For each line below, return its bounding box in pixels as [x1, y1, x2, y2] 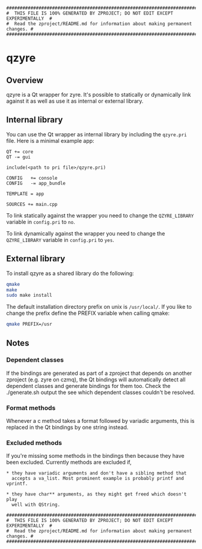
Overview [6, 75, 44, 85]
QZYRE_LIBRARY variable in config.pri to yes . [6, 236, 114, 243]
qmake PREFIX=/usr [6, 321, 52, 327]
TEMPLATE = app [6, 190, 44, 197]
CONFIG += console [6, 175, 58, 181]
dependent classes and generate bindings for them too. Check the [6, 382, 171, 389]
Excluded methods [6, 438, 62, 447]
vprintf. [6, 481, 28, 487]
